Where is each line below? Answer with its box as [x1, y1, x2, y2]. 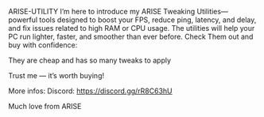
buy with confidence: [8, 40, 78, 50]
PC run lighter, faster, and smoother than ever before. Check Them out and [8, 32, 254, 41]
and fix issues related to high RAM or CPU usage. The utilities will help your [8, 24, 255, 32]
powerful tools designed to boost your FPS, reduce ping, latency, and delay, [8, 15, 257, 25]
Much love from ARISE [8, 102, 82, 111]
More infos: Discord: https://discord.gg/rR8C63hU [8, 86, 173, 96]
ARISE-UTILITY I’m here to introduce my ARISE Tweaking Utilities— [8, 7, 228, 16]
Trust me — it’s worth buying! [8, 71, 105, 80]
